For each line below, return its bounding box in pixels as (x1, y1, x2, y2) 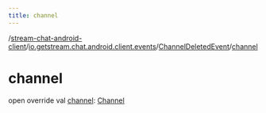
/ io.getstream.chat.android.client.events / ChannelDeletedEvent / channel (25, 41, 258, 51)
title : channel (8, 11, 59, 20)
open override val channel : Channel (8, 96, 125, 105)
